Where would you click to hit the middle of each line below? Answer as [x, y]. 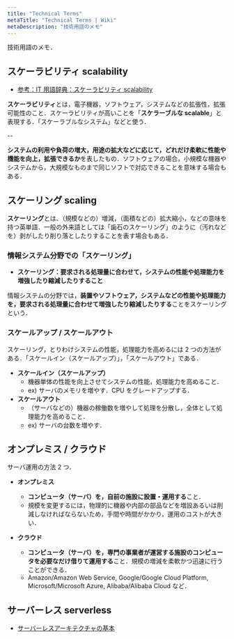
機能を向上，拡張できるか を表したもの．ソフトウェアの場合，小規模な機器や [117, 159]
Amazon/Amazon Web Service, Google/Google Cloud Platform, [118, 578]
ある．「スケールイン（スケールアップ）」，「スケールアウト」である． [105, 358]
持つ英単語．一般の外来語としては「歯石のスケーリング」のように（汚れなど [117, 227]
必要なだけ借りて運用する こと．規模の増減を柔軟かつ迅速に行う [132, 561]
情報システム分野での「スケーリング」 [71, 255]
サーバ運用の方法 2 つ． [41, 467]
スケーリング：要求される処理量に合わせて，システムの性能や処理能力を [121, 272]
